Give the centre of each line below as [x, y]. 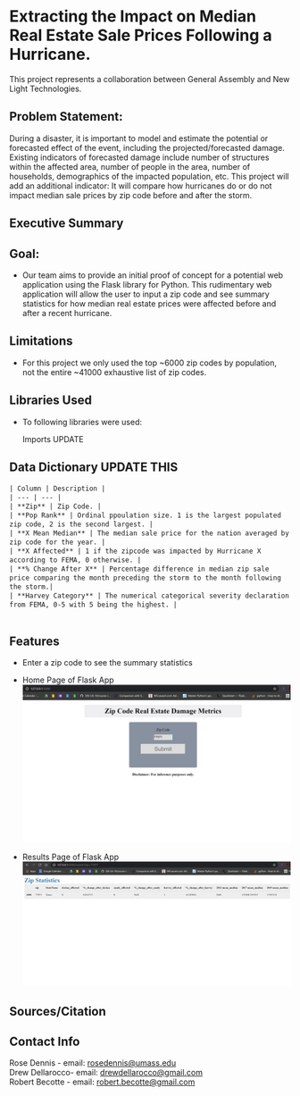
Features [34, 641]
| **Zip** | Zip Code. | [55, 506]
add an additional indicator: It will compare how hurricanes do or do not [141, 186]
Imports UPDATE [53, 439]
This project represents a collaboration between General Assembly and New [150, 79]
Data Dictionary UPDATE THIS [94, 467]
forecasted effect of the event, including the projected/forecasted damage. [147, 147]
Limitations [41, 341]
